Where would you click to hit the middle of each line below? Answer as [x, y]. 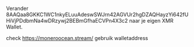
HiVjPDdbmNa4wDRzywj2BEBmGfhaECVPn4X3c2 [67, 21]
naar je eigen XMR [152, 21]
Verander [17, 8]
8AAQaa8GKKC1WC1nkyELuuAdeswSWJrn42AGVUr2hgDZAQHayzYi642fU [97, 15]
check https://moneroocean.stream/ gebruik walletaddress [77, 38]
